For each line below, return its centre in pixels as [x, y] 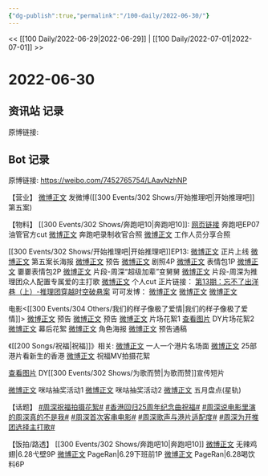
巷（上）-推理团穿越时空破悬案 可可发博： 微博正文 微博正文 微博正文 [123, 292]
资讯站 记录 [36, 111]
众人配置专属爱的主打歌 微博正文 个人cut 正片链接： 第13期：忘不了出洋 [140, 282]
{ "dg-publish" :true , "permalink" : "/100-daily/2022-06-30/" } [109, 16]
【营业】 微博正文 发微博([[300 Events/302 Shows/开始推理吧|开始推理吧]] [132, 197]
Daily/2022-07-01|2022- [212, 39]
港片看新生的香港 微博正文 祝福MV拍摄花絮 [79, 356]
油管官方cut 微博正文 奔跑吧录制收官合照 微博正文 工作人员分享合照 [120, 234]
